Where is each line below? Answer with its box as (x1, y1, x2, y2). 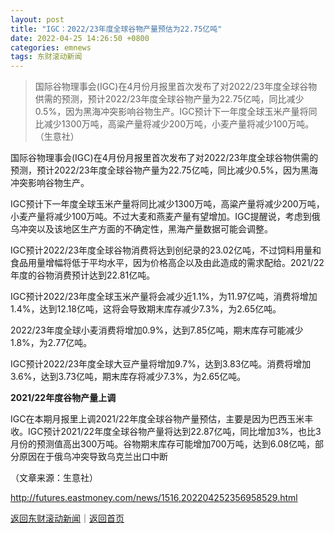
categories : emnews (10, 42, 92, 53)
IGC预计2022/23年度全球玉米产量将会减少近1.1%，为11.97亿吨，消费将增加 (10, 291, 318, 303)
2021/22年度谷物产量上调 (10, 392, 117, 404)
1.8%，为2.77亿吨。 (10, 337, 93, 349)
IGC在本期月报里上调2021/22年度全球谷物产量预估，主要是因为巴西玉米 (10, 413, 305, 425)
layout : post (10, 14, 65, 25)
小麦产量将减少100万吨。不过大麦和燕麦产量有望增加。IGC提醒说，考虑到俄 (10, 211, 321, 223)
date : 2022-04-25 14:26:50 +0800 (10, 33, 150, 43)
